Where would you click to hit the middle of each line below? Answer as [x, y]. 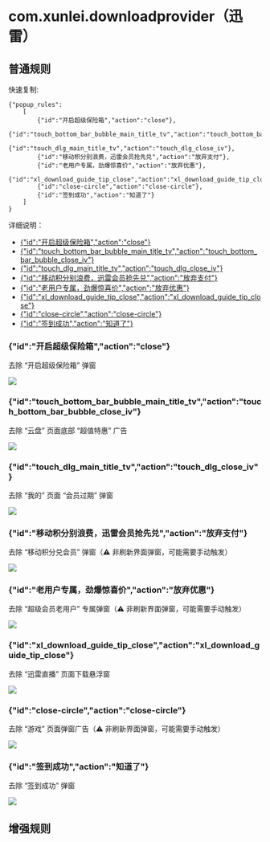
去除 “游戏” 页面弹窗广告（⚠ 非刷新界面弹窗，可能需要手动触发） [117, 729]
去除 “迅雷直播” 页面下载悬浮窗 [59, 674]
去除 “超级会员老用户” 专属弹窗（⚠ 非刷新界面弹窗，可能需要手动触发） [127, 609]
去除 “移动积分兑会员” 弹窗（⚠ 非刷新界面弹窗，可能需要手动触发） [120, 552]
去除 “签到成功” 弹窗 [42, 786]
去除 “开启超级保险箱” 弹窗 [52, 366]
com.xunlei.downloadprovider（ [119, 16]
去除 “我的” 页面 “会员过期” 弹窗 [61, 495]
